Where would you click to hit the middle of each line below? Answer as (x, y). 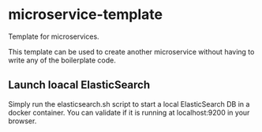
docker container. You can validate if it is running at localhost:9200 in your (129, 112)
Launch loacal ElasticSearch (79, 85)
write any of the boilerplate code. (62, 60)
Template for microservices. (54, 36)
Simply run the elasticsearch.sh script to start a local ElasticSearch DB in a (129, 104)
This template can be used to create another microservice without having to (131, 51)
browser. (22, 121)
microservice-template (86, 15)
